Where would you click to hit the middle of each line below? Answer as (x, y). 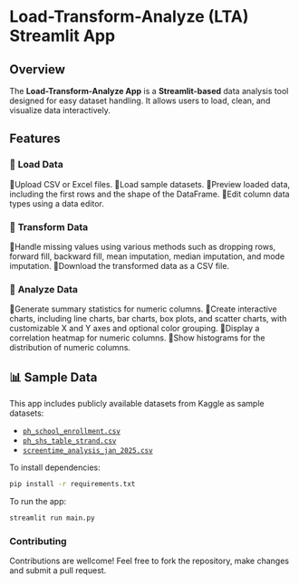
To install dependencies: (55, 467)
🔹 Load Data (36, 165)
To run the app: (38, 501)
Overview (38, 69)
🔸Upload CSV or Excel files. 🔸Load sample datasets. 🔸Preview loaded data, (150, 184)
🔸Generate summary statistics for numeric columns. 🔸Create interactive (144, 309)
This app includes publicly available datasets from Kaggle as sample (137, 404)
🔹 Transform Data (49, 226)
